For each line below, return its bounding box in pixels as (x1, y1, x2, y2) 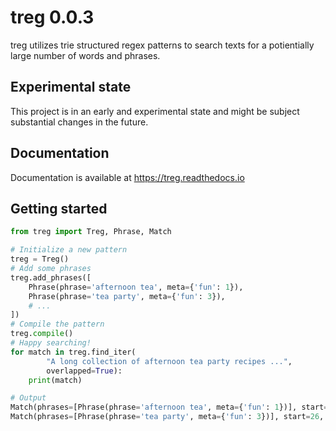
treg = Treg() (10, 254, 70, 265)
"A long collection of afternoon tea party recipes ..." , (46, 356, 293, 366)
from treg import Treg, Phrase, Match (10, 227, 172, 237)
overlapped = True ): (46, 366, 123, 376)
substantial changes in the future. (10, 116, 149, 128)
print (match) (28, 375, 83, 385)
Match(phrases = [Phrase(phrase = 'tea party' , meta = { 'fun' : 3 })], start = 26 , (10, 412, 325, 422)
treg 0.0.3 (10, 6, 95, 29)
